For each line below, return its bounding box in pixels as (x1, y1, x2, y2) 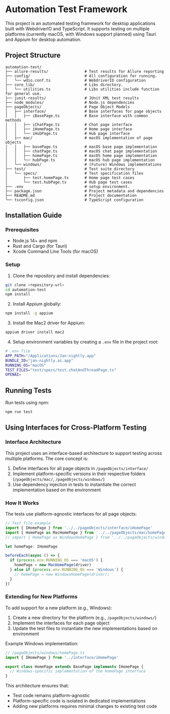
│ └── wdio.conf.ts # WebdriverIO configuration (5, 77, 146, 83)
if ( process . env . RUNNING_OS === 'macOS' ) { (10, 558, 103, 563)
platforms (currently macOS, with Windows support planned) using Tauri (5, 31, 156, 37)
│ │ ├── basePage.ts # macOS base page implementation (5, 144, 157, 149)
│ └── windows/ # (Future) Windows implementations (5, 162, 162, 167)
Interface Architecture (5, 439, 62, 446)
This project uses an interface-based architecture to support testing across (5, 450, 162, 456)
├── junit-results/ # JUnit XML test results (5, 95, 139, 101)
